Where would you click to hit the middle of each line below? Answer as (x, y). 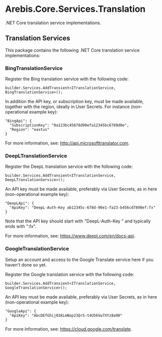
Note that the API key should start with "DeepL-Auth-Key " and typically (78, 221)
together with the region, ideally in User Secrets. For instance (67, 107)
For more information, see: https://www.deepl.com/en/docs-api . (70, 236)
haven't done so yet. (26, 264)
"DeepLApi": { (20, 203)
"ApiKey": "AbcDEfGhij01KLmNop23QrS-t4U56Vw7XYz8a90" (66, 315)
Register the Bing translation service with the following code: (67, 79)
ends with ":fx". (21, 226)
